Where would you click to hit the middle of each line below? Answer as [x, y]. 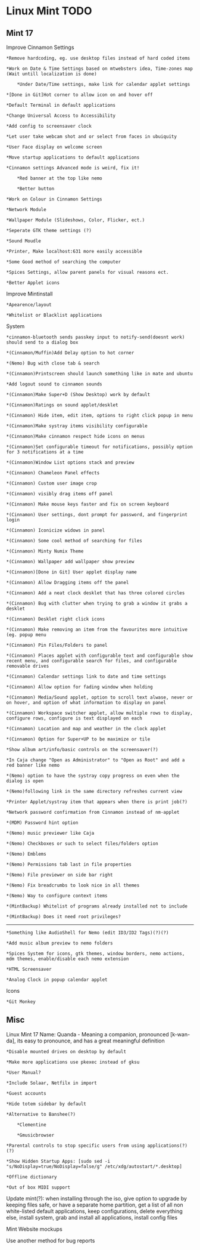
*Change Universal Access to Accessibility [61, 116]
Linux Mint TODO [49, 11]
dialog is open [25, 781]
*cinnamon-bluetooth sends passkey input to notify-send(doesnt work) [96, 337]
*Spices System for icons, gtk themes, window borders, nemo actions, [96, 953]
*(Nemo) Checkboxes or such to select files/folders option [82, 844]
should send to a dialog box [42, 342]
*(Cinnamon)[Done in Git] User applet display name [71, 572]
